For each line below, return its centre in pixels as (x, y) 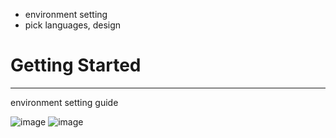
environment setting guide (64, 102)
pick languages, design (73, 25)
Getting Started (76, 65)
